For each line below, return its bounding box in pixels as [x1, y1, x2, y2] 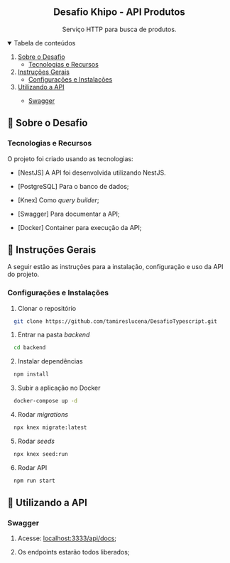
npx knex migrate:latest [13, 424, 87, 432]
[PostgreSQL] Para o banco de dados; [17, 182, 129, 190]
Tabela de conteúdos [13, 38, 76, 47]
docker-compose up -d [13, 398, 78, 405]
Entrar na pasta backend [17, 330, 90, 339]
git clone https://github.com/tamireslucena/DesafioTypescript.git [13, 317, 218, 325]
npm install [13, 371, 50, 378]
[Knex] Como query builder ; [17, 195, 99, 204]
